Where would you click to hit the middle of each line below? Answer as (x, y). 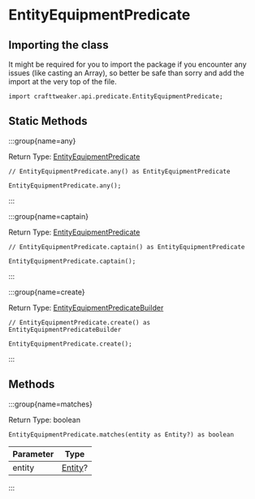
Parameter (33, 454)
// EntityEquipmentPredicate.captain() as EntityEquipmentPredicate (127, 247)
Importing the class (58, 45)
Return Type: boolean (45, 419)
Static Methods (48, 121)
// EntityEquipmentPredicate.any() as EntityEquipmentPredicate (119, 171)
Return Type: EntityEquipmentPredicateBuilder (86, 308)
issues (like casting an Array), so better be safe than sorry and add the (127, 73)
